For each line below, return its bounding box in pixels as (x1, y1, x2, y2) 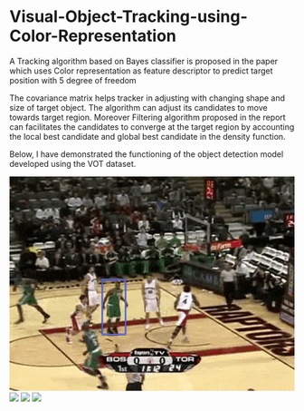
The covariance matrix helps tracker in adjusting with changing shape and (9, 93, 286, 103)
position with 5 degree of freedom (9, 74, 138, 85)
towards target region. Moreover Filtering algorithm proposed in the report (9, 112, 287, 122)
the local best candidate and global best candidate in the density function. (9, 131, 287, 142)
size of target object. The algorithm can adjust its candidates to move (9, 102, 269, 113)
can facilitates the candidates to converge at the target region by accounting (9, 121, 295, 132)
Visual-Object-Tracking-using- (9, 6, 249, 27)
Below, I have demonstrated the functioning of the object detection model (9, 148, 284, 160)
